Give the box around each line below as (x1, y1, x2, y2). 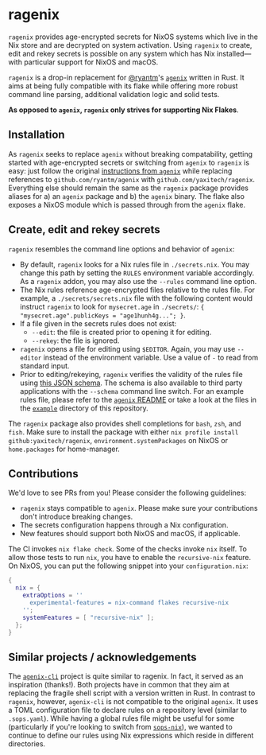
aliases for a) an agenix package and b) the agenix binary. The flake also (8, 191, 245, 200)
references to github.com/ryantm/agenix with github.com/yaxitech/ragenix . (8, 174, 256, 184)
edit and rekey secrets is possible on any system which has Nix (8, 49, 216, 58)
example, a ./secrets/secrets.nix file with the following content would (19, 293, 253, 303)
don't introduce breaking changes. (19, 512, 133, 522)
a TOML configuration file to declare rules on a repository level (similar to (8, 706, 248, 715)
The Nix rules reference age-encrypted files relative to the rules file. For (19, 285, 256, 294)
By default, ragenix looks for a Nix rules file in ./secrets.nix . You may (19, 259, 250, 269)
